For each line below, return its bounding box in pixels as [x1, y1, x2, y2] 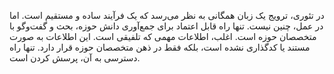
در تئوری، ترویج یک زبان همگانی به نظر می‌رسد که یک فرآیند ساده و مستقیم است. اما [9, 10, 325, 21]
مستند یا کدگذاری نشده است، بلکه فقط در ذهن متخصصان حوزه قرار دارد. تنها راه [9, 41, 311, 53]
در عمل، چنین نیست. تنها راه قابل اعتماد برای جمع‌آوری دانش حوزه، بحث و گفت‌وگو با [9, 20, 324, 32]
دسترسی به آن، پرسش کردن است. [9, 52, 141, 64]
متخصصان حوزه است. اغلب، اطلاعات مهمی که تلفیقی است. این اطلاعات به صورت [9, 31, 317, 42]
